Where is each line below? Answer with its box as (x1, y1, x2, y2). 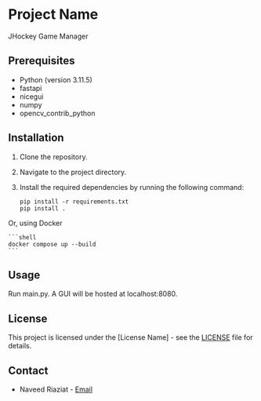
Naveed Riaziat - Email (19, 385, 92, 394)
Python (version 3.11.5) (19, 75, 92, 84)
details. (8, 341, 32, 351)
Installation (8, 131, 64, 144)
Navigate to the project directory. (19, 167, 127, 177)
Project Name (8, 5, 99, 24)
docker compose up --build (8, 240, 96, 248)
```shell (8, 233, 37, 241)
